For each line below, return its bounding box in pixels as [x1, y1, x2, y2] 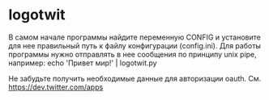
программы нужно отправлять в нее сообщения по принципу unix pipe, [8, 49, 257, 59]
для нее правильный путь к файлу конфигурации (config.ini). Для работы [8, 40, 262, 50]
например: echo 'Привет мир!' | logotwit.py [8, 58, 157, 68]
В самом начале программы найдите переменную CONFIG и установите [8, 32, 262, 42]
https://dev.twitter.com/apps [8, 82, 104, 92]
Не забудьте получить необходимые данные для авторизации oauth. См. [8, 73, 262, 83]
